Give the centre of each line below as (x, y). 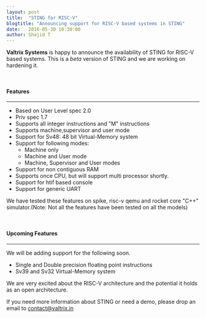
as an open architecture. (37, 290)
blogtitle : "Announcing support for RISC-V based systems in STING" (96, 23)
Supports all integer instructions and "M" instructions (82, 124)
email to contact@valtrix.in (40, 308)
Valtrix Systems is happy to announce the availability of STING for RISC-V (100, 52)
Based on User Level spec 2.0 (53, 111)
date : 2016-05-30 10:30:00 (44, 29)
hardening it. (22, 66)
